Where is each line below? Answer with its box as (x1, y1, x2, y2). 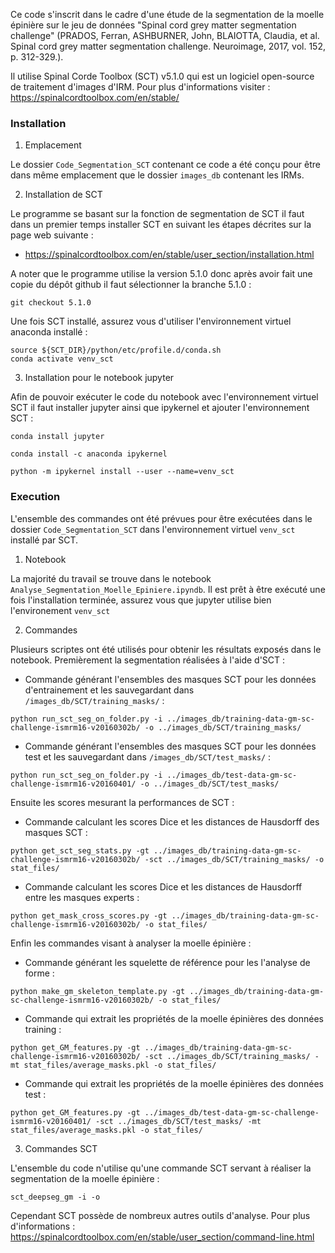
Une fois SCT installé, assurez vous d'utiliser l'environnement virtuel (10, 315, 292, 328)
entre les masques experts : (24, 891, 140, 903)
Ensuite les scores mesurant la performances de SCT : (10, 796, 235, 808)
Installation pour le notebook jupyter (24, 372, 175, 384)
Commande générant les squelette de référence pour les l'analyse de (24, 956, 311, 968)
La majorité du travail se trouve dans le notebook (10, 572, 212, 584)
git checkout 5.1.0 (10, 298, 92, 308)
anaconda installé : (10, 326, 88, 338)
